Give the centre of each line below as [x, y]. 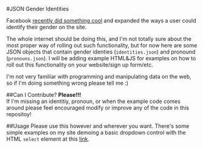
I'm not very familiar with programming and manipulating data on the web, [99, 76]
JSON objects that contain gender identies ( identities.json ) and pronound [101, 52]
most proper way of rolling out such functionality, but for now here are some [102, 45]
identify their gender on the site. [46, 27]
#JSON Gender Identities [38, 9]
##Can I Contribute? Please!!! [44, 95]
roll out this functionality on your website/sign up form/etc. [80, 65]
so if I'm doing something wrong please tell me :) [67, 83]
